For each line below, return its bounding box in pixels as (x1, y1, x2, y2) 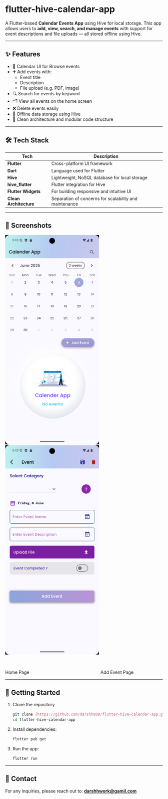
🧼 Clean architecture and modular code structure (12, 116, 113, 122)
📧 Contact (5, 774, 37, 783)
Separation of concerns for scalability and (51, 195, 137, 202)
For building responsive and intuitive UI (51, 188, 131, 194)
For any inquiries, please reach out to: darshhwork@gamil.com (5, 788, 137, 794)
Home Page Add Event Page (5, 669, 134, 675)
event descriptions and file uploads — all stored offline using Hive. (5, 31, 142, 37)
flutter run (12, 756, 37, 761)
